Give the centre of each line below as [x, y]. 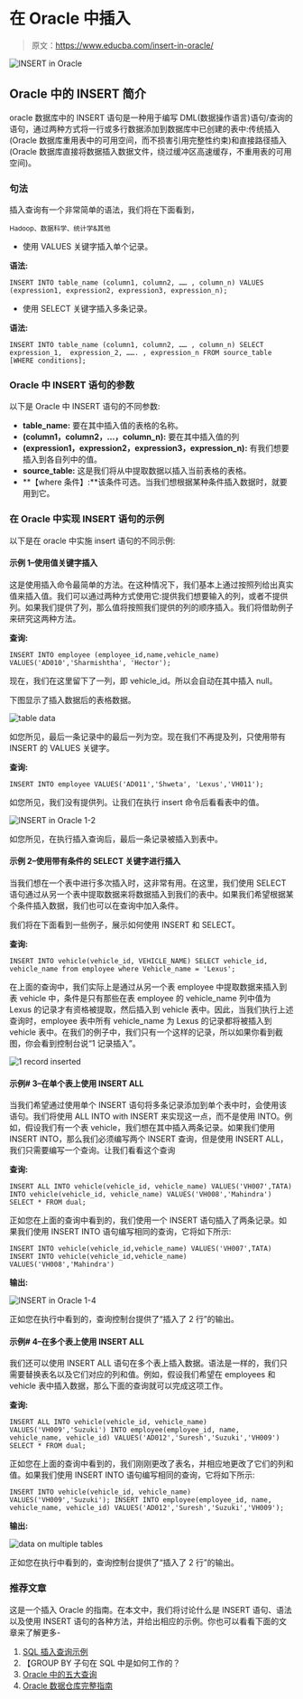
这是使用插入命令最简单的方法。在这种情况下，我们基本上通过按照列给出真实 [151, 585]
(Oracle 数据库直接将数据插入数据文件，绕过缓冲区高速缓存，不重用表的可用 [151, 151]
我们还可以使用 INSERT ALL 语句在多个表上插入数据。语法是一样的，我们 [145, 1363]
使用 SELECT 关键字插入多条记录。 [87, 309]
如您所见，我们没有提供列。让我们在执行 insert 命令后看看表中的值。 [137, 802]
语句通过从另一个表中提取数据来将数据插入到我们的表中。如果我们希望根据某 [151, 895]
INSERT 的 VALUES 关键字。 [62, 747]
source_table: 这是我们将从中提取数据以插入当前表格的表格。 [137, 471]
